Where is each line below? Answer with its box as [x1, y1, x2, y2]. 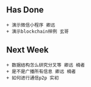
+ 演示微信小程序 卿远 [6, 22, 56, 28]
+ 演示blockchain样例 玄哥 [6, 28, 69, 34]
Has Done [6, 5, 44, 15]
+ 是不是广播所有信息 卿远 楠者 [6, 68, 76, 74]
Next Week [6, 45, 49, 55]
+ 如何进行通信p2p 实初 [6, 75, 59, 81]
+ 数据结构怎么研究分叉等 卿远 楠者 [6, 62, 85, 68]
